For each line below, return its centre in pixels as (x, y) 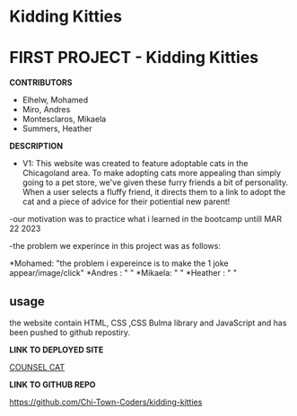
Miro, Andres (46, 110)
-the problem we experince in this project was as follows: (115, 246)
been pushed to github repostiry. (70, 332)
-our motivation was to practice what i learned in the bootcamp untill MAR (146, 219)
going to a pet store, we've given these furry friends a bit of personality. (155, 182)
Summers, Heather (57, 128)
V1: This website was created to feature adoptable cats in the (135, 164)
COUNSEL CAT (37, 367)
